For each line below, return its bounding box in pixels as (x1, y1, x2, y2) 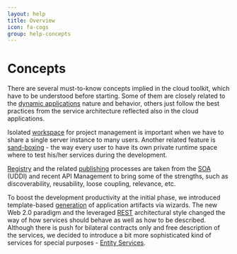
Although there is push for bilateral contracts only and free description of (7, 223, 221, 232)
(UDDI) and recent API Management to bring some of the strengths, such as (7, 172, 229, 181)
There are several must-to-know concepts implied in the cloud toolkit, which (7, 84, 230, 93)
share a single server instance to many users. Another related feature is (7, 136, 216, 144)
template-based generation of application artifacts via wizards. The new (7, 201, 218, 209)
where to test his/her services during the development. (7, 150, 168, 160)
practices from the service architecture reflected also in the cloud (7, 107, 199, 116)
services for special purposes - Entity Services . (7, 238, 146, 247)
